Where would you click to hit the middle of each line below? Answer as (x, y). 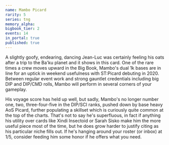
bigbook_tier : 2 (22, 29)
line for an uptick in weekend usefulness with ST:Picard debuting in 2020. (82, 73)
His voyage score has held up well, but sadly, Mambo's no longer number (82, 99)
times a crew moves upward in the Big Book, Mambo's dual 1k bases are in (83, 68)
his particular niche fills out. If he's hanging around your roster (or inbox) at (84, 131)
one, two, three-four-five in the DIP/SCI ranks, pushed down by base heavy (84, 105)
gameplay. (16, 89)
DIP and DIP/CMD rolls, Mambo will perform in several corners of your (79, 84)
